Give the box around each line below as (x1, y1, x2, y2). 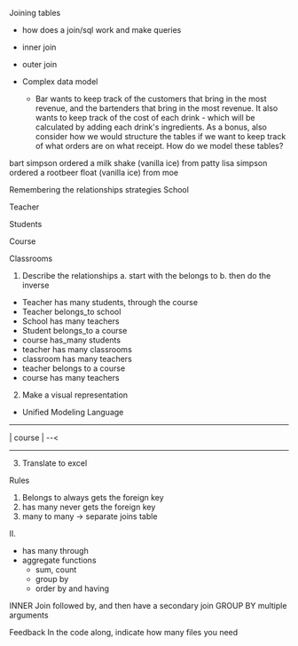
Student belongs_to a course (21, 326, 128, 335)
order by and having (35, 583, 109, 594)
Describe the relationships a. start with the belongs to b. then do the (21, 271, 271, 280)
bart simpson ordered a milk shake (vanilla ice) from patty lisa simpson (9, 158, 268, 168)
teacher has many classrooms (21, 344, 133, 354)
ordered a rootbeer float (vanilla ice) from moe (9, 168, 179, 177)
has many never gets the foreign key (21, 501, 156, 512)
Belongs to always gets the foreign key (21, 492, 164, 502)
